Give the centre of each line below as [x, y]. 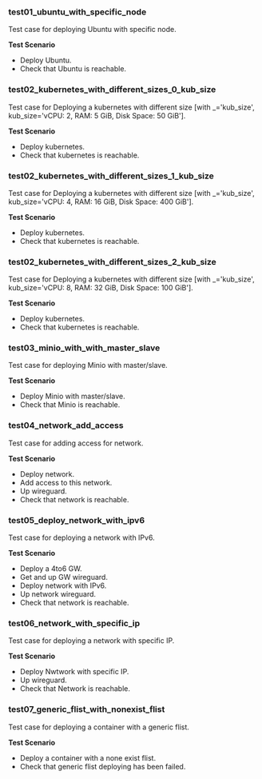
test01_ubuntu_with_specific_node [77, 12]
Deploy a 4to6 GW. [51, 569]
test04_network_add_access [66, 425]
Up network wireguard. [58, 594]
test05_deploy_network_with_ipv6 [77, 520]
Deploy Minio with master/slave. [72, 396]
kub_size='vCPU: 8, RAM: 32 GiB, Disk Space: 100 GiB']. [101, 288]
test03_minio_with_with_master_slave [84, 348]
